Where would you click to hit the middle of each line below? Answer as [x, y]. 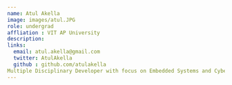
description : [26, 39]
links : [17, 45]
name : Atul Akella [33, 13]
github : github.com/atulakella [60, 64]
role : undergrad [30, 26]
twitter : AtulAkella [43, 58]
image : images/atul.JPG [41, 20]
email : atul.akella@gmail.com [57, 52]
